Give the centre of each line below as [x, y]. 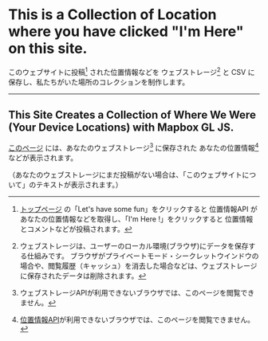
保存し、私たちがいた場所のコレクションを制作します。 [99, 82]
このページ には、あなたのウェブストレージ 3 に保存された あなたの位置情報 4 [134, 147]
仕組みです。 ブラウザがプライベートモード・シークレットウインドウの [143, 256]
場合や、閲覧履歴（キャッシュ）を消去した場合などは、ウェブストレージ [138, 266]
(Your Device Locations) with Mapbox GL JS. [121, 127]
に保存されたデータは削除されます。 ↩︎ [83, 276]
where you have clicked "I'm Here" [126, 31]
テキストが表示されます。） [79, 185]
